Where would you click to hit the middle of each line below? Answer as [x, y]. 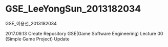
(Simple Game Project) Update [38, 39]
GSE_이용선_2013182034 [31, 23]
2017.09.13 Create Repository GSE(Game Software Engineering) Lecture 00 [84, 33]
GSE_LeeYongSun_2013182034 [73, 9]
